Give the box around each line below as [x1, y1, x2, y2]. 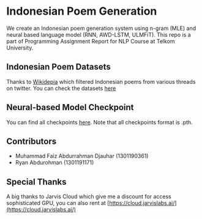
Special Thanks [6, 176, 67, 187]
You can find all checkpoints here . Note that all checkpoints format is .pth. [6, 118, 193, 126]
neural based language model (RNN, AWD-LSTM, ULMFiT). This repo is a [6, 31, 191, 38]
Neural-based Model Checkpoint [6, 102, 134, 113]
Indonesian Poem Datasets [6, 62, 111, 72]
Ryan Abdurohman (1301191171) [15, 159, 94, 166]
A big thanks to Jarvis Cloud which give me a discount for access [6, 193, 171, 200]
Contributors [6, 136, 57, 146]
